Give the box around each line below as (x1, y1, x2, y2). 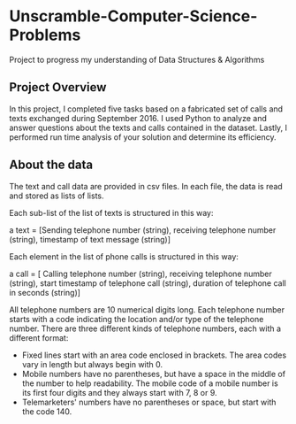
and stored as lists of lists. (9, 190, 104, 201)
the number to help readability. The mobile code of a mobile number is (21, 378, 278, 389)
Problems (9, 25, 81, 45)
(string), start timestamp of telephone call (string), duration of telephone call (9, 277, 287, 289)
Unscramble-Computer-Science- (9, 6, 258, 27)
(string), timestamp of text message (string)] (9, 234, 171, 244)
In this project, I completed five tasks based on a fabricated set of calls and (9, 104, 284, 114)
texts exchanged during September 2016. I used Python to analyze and (9, 112, 267, 123)
